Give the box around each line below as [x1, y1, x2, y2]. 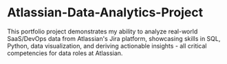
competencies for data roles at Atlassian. [7, 49, 123, 57]
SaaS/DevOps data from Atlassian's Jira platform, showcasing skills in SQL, [7, 34, 221, 42]
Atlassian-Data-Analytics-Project [7, 5, 204, 20]
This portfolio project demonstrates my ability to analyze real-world [7, 27, 198, 35]
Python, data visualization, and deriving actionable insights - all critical [7, 42, 207, 50]
